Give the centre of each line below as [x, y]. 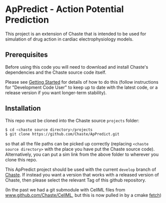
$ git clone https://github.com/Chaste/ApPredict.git [62, 134]
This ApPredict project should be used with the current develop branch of [81, 169]
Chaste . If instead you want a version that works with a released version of [82, 175]
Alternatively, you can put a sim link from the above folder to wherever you [82, 154]
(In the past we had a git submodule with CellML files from [65, 190]
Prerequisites [26, 55]
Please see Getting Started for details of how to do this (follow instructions [82, 82]
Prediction [27, 20]
